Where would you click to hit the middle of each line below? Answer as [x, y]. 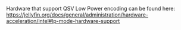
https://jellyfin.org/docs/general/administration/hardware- [77, 15]
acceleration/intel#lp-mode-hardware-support [63, 21]
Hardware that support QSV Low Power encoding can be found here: [91, 9]
